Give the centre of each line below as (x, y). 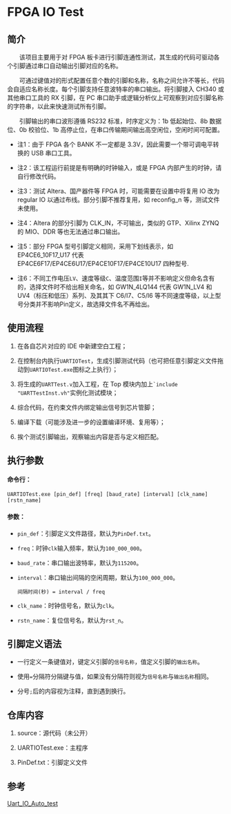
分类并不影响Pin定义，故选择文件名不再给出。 (88, 304)
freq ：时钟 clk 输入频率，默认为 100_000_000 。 (81, 548)
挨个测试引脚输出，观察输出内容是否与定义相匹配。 (90, 437)
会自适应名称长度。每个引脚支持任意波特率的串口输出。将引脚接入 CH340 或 (116, 89)
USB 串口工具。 (53, 153)
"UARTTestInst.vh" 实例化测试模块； (68, 392)
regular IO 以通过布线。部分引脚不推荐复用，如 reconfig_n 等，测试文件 (118, 200)
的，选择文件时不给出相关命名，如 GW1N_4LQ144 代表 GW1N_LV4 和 (114, 287)
